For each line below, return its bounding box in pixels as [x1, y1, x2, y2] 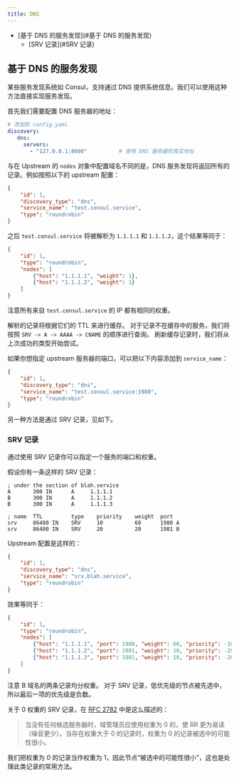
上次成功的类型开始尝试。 [7, 339, 83, 348]
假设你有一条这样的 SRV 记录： [7, 468, 98, 476]
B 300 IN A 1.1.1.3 [7, 500, 113, 508]
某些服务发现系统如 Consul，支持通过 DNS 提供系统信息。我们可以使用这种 [7, 83, 228, 91]
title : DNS [7, 10, 40, 18]
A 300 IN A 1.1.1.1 [7, 488, 113, 495]
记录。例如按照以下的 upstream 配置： [7, 170, 120, 179]
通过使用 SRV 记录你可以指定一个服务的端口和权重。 [7, 452, 161, 460]
